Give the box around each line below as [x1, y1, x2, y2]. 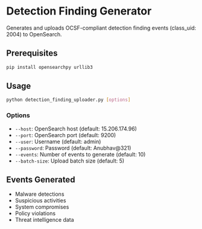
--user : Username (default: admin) [14, 138, 101, 145]
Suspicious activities [14, 197, 66, 204]
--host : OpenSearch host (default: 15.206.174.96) [14, 125, 137, 132]
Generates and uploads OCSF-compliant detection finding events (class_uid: [6, 24, 197, 31]
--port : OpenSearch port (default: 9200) [14, 131, 116, 138]
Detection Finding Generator [6, 4, 152, 18]
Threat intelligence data [14, 216, 74, 224]
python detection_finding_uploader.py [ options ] [6, 97, 131, 103]
